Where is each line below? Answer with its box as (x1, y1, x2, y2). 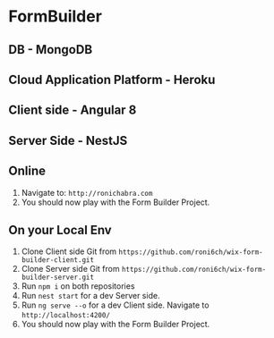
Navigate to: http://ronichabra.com (21, 187, 153, 198)
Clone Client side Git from (21, 246, 117, 257)
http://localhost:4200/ (21, 311, 111, 320)
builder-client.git (21, 256, 95, 265)
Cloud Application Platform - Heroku (8, 72, 216, 87)
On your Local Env (8, 222, 113, 238)
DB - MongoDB (8, 42, 93, 57)
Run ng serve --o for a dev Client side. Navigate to (21, 300, 210, 310)
